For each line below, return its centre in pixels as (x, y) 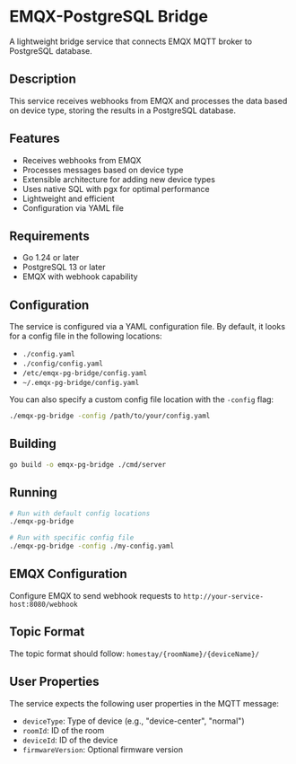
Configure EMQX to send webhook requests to (96, 595)
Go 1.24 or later (51, 258)
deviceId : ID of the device (70, 740)
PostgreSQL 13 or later (64, 268)
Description (43, 79)
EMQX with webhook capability (80, 277)
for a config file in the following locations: (86, 336)
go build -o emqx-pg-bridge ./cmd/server (88, 464)
